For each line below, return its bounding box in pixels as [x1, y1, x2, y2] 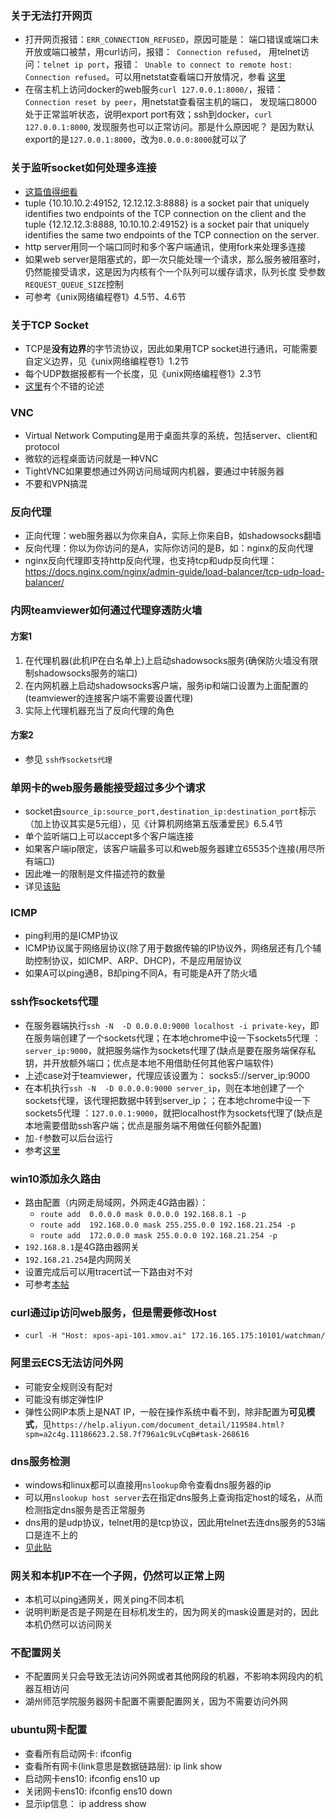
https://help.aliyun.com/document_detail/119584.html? [51, 1420, 285, 1430]
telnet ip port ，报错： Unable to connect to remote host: [42, 58, 293, 71]
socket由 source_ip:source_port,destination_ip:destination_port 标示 [24, 805, 317, 817]
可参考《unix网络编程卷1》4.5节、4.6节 [24, 290, 187, 302]
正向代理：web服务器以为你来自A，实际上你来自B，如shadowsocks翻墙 [24, 530, 322, 542]
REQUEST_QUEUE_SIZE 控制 [24, 278, 124, 290]
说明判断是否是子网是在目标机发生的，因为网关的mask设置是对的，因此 [24, 1606, 319, 1618]
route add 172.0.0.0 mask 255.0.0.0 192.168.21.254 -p [39, 1231, 278, 1241]
